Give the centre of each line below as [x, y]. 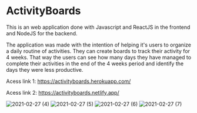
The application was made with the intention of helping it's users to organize [98, 45]
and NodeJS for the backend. [42, 33]
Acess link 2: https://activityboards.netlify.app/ [63, 92]
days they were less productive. [45, 69]
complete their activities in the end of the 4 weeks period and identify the [95, 64]
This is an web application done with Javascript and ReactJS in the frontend [98, 27]
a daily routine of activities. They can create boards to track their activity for [98, 51]
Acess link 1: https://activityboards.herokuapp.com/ [69, 81]
